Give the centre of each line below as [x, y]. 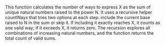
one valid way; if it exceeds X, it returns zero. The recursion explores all [78, 28]
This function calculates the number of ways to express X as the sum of [78, 7]
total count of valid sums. [31, 38]
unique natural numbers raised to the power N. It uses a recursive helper [79, 12]
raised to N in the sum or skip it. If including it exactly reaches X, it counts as [83, 22]
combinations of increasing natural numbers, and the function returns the [80, 33]
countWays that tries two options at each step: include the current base [78, 17]
